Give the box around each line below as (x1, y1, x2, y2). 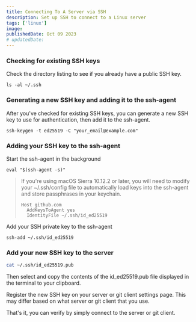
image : (6, 25, 23, 32)
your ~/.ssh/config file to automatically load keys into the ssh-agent (20, 184, 189, 191)
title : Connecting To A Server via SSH (6, 8, 106, 15)
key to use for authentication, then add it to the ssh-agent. (6, 116, 150, 123)
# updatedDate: (6, 37, 44, 43)
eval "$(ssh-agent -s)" (6, 167, 66, 173)
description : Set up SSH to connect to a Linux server (6, 14, 147, 20)
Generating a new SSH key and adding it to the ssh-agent (6, 96, 176, 104)
